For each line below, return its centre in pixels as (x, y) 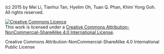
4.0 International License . (88, 32)
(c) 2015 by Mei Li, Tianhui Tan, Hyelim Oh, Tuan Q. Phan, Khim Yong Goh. (81, 7)
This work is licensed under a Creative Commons (55, 27)
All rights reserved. (24, 12)
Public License (20, 47)
